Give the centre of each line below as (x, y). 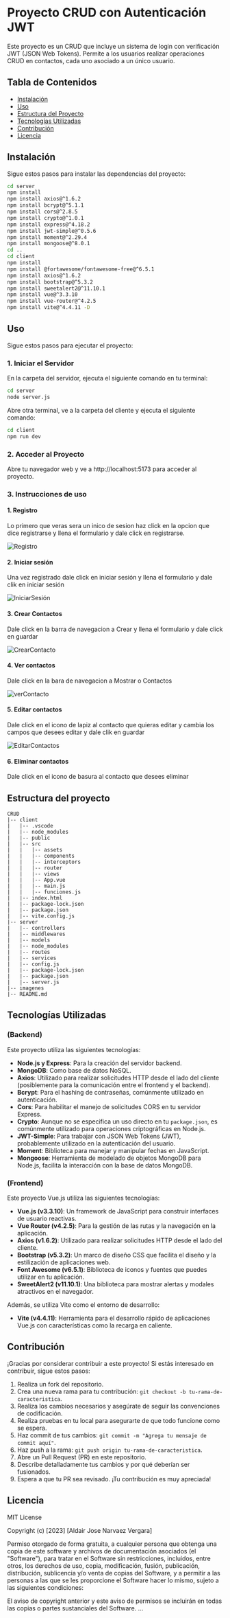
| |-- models (29, 940)
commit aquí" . (36, 1442)
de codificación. (40, 1413)
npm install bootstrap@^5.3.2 (50, 282)
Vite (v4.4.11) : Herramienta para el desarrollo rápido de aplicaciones (114, 1318)
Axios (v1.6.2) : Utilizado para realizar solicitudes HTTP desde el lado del (119, 1240)
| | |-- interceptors (44, 862)
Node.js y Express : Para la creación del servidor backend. (100, 1063)
